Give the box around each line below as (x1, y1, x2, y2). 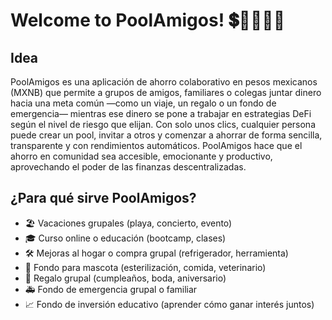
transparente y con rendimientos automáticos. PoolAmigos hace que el (10, 140, 303, 151)
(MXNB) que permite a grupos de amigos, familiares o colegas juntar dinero (10, 87, 322, 98)
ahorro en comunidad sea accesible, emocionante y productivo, (10, 150, 273, 162)
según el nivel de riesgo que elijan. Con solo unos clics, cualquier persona (10, 119, 316, 130)
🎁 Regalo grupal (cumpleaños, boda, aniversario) (24, 272, 227, 284)
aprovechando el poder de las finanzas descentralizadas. (10, 161, 247, 173)
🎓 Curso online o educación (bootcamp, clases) (24, 232, 227, 244)
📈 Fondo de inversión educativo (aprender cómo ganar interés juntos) (24, 298, 315, 310)
